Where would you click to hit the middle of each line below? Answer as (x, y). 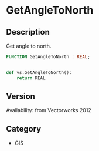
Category (24, 129)
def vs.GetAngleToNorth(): (39, 72)
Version (21, 97)
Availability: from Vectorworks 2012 (49, 110)
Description (28, 32)
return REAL (31, 78)
